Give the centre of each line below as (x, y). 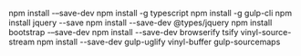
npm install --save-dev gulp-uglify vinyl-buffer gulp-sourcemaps (159, 42)
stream (22, 42)
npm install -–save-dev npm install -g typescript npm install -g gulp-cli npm (150, 13)
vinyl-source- (266, 32)
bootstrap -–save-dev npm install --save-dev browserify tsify (124, 32)
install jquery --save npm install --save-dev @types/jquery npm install (140, 23)
